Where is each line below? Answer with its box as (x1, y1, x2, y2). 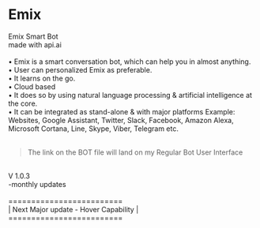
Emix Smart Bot (8, 32, 58, 41)
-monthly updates (8, 179, 66, 189)
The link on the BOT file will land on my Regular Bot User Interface (27, 148, 243, 157)
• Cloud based (8, 81, 56, 92)
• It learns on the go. (8, 73, 76, 83)
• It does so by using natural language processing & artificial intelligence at (8, 90, 253, 99)
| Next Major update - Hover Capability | (8, 204, 139, 214)
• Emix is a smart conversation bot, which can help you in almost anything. (8, 57, 251, 66)
